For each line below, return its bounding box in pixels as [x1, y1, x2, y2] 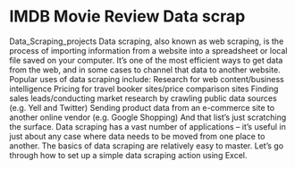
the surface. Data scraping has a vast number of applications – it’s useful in [9, 121, 286, 131]
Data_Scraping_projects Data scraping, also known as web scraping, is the [9, 36, 284, 46]
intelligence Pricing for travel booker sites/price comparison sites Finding [9, 83, 279, 94]
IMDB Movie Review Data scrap [9, 6, 246, 27]
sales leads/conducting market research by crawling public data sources [9, 92, 277, 104]
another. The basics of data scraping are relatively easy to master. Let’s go [9, 140, 284, 151]
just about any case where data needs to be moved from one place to [9, 131, 265, 141]
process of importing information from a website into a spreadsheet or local [9, 45, 288, 55]
